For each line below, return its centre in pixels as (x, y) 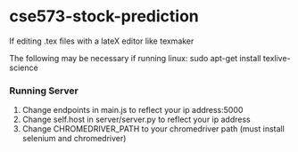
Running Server (44, 91)
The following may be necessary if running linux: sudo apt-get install (135, 58)
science (24, 68)
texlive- (277, 58)
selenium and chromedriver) (74, 139)
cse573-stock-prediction (104, 16)
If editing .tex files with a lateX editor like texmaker (102, 41)
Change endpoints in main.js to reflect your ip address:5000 (132, 110)
